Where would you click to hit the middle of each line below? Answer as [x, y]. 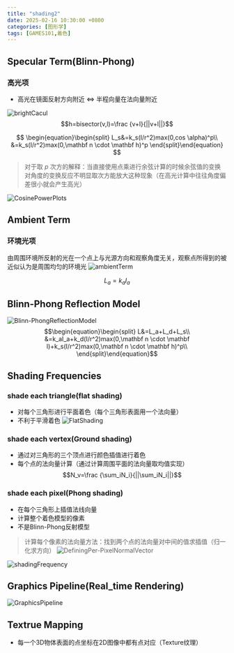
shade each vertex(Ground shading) [70, 439]
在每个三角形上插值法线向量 [57, 509]
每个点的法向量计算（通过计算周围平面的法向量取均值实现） [103, 464]
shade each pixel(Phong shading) [65, 493]
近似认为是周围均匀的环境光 [47, 267]
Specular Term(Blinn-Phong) [71, 61]
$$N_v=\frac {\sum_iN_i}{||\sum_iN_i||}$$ [122, 475]
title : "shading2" [34, 14]
